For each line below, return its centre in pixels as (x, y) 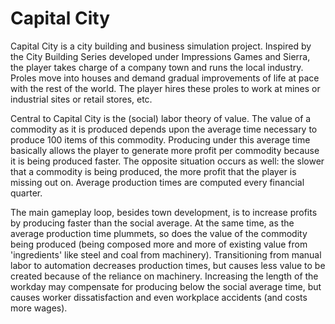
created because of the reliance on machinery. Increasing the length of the (164, 276)
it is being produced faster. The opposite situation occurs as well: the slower (167, 161)
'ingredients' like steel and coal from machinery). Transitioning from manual (166, 254)
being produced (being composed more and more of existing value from (159, 244)
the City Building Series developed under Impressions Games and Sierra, (160, 56)
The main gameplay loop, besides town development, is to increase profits (164, 212)
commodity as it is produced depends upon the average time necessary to (164, 129)
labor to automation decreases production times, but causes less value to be (168, 265)
